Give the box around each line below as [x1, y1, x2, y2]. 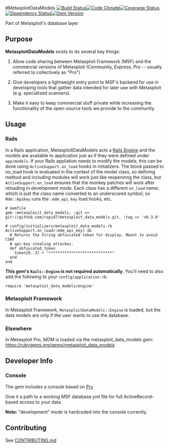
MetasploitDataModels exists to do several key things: [5, 48, 120, 55]
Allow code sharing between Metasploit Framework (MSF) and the [12, 58, 151, 64]
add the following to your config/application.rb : [5, 273, 108, 280]
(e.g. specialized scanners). [12, 90, 71, 96]
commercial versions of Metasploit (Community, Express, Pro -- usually [12, 64, 162, 70]
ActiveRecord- [123, 393, 154, 400]
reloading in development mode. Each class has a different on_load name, [5, 185, 159, 191]
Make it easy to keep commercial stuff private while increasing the [12, 99, 152, 106]
